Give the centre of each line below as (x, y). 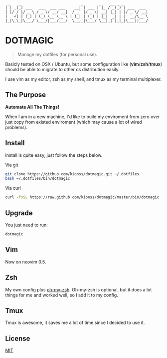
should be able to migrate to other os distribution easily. (62, 69)
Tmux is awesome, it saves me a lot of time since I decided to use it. (75, 323)
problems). (16, 127)
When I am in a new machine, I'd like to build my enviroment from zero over (83, 117)
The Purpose (26, 95)
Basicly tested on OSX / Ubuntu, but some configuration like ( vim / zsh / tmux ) (84, 64)
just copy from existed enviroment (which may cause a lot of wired (74, 122)
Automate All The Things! (32, 107)
